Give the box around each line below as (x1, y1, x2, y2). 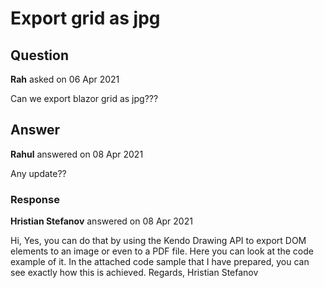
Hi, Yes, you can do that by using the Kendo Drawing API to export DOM (10, 235, 307, 247)
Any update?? (10, 167, 67, 179)
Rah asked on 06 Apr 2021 (10, 73, 120, 85)
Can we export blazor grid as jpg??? (10, 93, 159, 104)
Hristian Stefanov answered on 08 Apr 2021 (10, 215, 193, 227)
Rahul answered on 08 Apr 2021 (10, 148, 144, 160)
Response (10, 192, 60, 206)
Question (10, 47, 69, 64)
